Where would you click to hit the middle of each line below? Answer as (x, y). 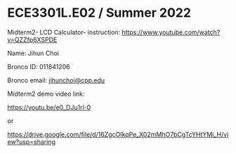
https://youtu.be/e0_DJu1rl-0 (49, 107)
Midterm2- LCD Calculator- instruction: (64, 32)
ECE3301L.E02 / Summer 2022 (99, 13)
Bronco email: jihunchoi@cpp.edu (56, 80)
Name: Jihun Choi (33, 53)
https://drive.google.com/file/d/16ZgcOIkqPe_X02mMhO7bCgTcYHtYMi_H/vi (118, 134)
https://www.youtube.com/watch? (171, 32)
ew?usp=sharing (32, 142)
